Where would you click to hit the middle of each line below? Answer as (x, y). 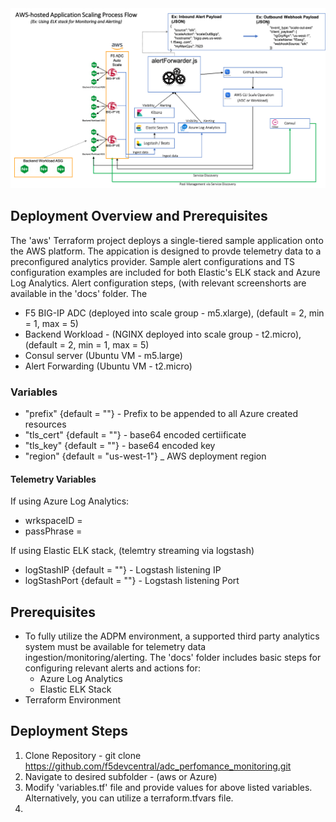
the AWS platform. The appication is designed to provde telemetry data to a (166, 251)
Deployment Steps (69, 731)
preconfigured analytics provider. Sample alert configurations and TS (152, 261)
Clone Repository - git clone (83, 755)
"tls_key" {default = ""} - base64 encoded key (120, 446)
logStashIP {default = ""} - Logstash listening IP (123, 570)
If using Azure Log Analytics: (70, 501)
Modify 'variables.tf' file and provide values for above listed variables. (168, 787)
